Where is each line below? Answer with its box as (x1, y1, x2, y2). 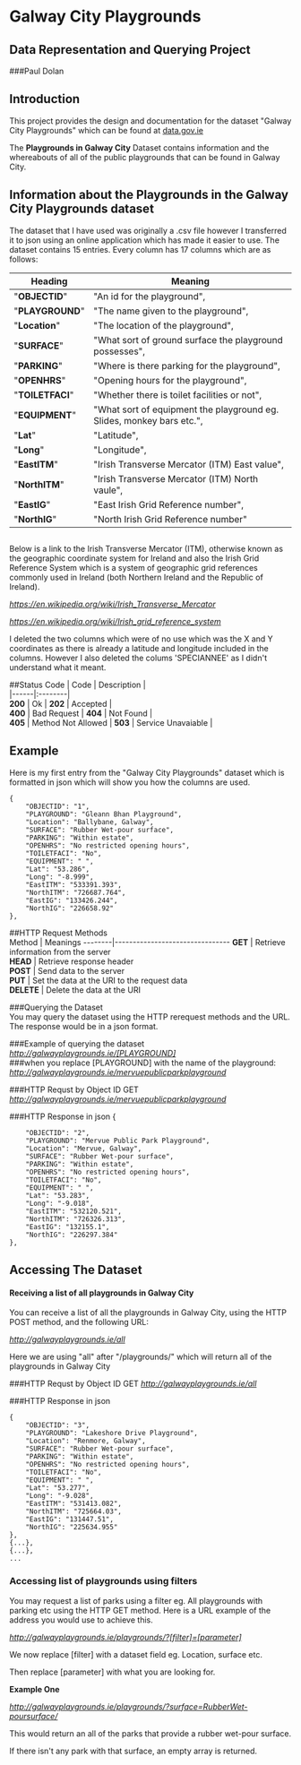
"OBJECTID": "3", (25, 1421, 90, 1430)
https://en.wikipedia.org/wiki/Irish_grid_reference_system (9, 616, 221, 627)
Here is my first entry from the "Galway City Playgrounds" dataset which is (9, 767, 285, 778)
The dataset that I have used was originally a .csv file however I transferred (9, 225, 287, 236)
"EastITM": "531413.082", (25, 1499, 123, 1509)
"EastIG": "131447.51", (25, 1515, 115, 1524)
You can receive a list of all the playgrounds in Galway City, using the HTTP (9, 1307, 288, 1318)
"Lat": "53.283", (25, 1191, 90, 1200)
